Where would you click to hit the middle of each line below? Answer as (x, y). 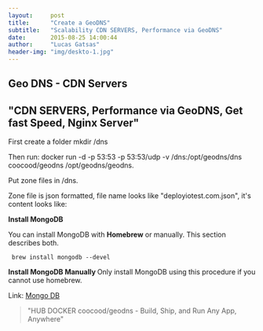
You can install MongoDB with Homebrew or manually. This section (117, 235)
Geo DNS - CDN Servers (68, 84)
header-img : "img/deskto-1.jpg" (61, 52)
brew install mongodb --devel (61, 257)
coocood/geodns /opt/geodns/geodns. (71, 165)
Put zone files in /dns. (43, 181)
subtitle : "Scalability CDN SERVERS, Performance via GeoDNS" (115, 30)
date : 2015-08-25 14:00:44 (63, 37)
